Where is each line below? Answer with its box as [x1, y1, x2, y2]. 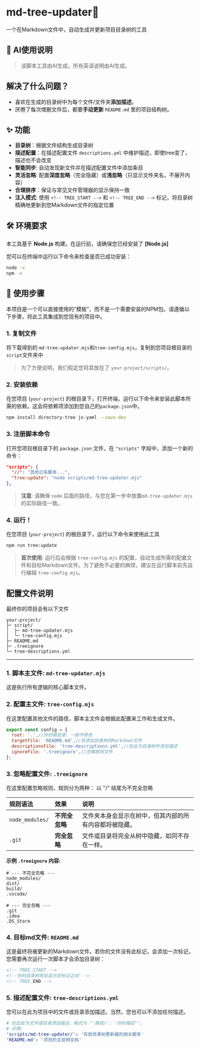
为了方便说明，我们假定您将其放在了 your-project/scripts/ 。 [20, 364, 173, 371]
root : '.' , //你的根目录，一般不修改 [11, 732, 93, 738]
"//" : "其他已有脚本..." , [11, 469, 70, 475]
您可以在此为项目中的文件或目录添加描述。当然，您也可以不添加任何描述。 [6, 1009, 189, 1016]
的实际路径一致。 [20, 500, 63, 507]
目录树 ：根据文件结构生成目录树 [14, 142, 93, 149]
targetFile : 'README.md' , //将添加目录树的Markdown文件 [11, 737, 142, 744]
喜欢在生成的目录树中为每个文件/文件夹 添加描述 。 [14, 98, 137, 105]
